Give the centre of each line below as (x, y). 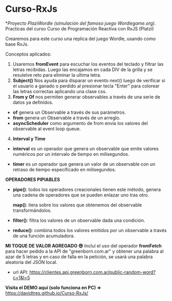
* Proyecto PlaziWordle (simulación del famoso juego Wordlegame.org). (81, 23)
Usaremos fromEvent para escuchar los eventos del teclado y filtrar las (88, 64)
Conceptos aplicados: (28, 54)
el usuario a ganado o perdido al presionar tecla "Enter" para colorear (86, 86)
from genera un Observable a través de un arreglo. (67, 118)
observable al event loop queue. (47, 129)
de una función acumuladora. (44, 236)
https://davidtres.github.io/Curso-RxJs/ (47, 293)
